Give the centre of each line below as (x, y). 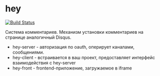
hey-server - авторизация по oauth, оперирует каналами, (73, 47)
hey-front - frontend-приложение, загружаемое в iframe (72, 68)
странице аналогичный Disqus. (38, 37)
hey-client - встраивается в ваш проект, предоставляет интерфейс (83, 57)
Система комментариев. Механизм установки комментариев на (74, 32)
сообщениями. (28, 52)
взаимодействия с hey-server (44, 63)
